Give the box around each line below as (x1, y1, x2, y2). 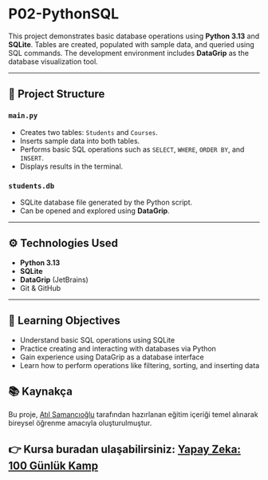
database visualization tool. (8, 57, 98, 66)
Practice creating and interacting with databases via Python (19, 343, 217, 353)
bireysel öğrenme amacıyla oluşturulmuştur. (8, 419, 152, 428)
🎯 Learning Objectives (8, 314, 121, 327)
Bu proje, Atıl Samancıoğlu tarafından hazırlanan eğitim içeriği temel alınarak (8, 410, 258, 419)
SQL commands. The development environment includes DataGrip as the (8, 48, 250, 58)
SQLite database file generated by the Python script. (19, 197, 193, 207)
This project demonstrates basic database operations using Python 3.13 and (8, 31, 260, 41)
